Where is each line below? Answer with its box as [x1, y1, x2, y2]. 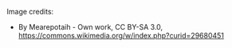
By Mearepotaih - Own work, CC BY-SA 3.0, [18, 22, 163, 31]
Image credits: [6, 7, 54, 16]
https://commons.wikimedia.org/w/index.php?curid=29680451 [18, 31, 224, 40]
